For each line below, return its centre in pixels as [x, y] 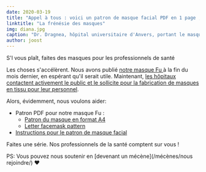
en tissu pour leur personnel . [43, 89]
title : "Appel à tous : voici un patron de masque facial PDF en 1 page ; [104, 18]
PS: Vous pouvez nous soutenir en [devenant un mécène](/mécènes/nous [100, 156]
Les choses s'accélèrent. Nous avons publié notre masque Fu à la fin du [97, 70]
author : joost [25, 40]
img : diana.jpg [26, 29]
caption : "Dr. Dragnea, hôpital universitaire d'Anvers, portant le [96, 35]
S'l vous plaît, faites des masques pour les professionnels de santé [90, 58]
